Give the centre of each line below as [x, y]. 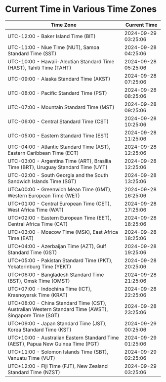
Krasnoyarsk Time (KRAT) [38, 295]
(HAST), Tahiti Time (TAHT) [40, 68]
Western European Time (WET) [44, 195]
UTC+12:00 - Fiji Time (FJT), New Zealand [58, 366]
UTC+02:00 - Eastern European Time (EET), [59, 217]
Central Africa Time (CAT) [38, 224]
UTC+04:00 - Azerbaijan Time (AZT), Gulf [57, 246]
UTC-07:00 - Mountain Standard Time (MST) [61, 107]
